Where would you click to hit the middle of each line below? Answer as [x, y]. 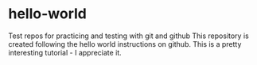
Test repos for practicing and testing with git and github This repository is [128, 36]
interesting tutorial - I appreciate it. [65, 52]
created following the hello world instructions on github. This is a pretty [125, 44]
